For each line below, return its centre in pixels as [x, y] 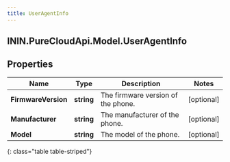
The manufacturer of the [140, 115]
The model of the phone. [140, 134]
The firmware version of [139, 95]
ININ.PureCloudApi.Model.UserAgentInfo [97, 41]
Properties [30, 65]
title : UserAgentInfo [38, 13]
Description [141, 83]
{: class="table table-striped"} [50, 151]
